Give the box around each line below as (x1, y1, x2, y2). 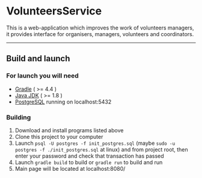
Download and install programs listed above (14, 126, 124, 133)
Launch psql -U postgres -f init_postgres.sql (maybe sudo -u (14, 140, 176, 147)
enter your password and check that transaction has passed (14, 152, 164, 159)
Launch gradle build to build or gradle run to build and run (14, 158, 163, 166)
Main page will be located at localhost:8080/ (14, 165, 126, 172)
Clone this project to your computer (14, 133, 103, 140)
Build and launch (6, 54, 70, 64)
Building (6, 113, 31, 121)
